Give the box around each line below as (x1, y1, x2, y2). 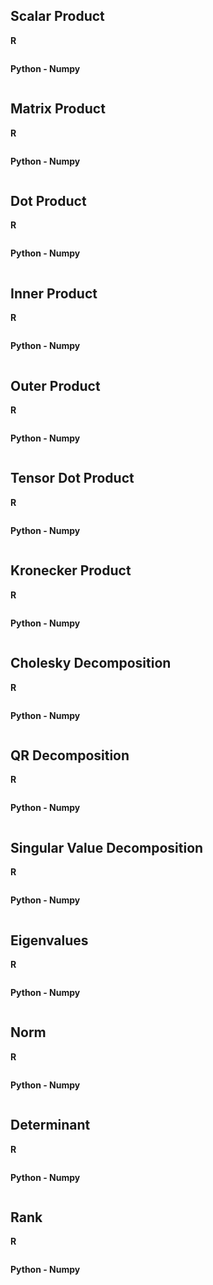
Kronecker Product (10, 562, 132, 579)
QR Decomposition (10, 747, 130, 764)
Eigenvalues (10, 932, 89, 949)
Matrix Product (10, 100, 106, 118)
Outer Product (10, 377, 101, 394)
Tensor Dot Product (10, 470, 135, 487)
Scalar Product (10, 8, 105, 25)
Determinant (10, 1117, 91, 1134)
